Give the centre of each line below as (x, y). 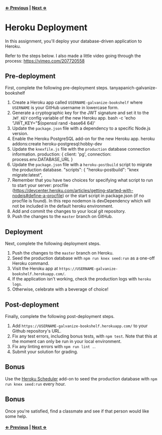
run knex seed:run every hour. (35, 384)
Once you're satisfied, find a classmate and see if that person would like (77, 411)
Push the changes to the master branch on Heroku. (63, 253)
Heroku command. (31, 263)
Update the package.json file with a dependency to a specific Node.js (81, 128)
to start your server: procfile (40, 185)
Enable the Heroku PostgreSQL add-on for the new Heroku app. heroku (83, 139)
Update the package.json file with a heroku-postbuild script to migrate (82, 165)
